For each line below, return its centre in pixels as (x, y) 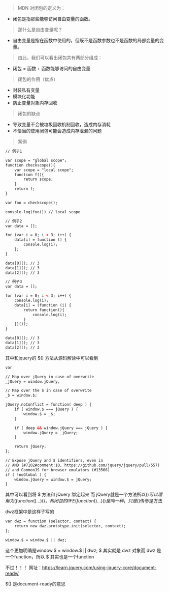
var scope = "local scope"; (44, 170)
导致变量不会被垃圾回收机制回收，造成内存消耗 (61, 124)
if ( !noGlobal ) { (26, 475)
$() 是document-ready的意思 (36, 584)
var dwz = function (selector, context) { (51, 521)
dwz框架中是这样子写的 (30, 512)
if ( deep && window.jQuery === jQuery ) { (61, 428)
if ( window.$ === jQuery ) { (46, 409)
